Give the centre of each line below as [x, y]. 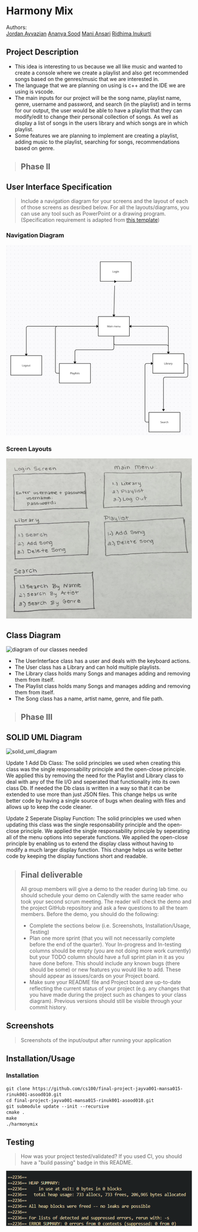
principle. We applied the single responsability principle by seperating [105, 831]
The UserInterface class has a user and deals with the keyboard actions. [103, 661]
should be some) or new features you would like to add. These [105, 970]
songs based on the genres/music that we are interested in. [87, 79]
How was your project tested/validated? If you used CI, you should [101, 1156]
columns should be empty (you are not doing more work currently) [110, 951]
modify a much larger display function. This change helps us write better [94, 850]
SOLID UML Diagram [44, 737]
